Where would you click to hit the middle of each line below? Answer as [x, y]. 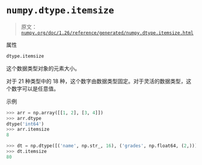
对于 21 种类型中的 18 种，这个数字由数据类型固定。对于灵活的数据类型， [96, 81]
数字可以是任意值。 [35, 88]
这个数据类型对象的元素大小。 [43, 68]
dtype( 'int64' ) [25, 124]
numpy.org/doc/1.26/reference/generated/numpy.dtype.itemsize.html [107, 33]
